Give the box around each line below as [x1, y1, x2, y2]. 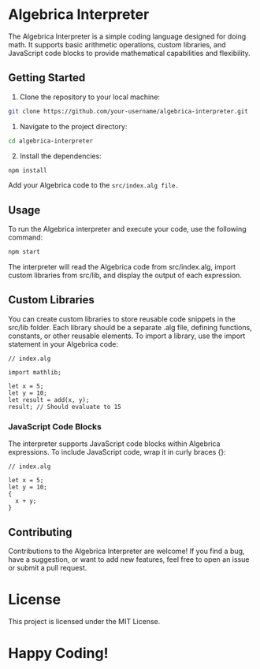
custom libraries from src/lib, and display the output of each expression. [8, 270, 243, 281]
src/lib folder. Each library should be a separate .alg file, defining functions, [8, 322, 252, 332]
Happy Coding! [8, 645, 109, 663]
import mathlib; [8, 368, 61, 376]
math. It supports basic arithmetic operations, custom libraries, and [8, 39, 226, 49]
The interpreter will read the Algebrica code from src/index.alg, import [8, 262, 236, 272]
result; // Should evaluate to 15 [8, 403, 122, 411]
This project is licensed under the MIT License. [8, 616, 161, 626]
